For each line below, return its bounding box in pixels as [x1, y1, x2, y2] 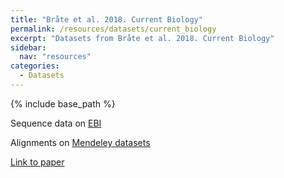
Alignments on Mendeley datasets [10, 136, 151, 148]
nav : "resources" [19, 52, 92, 62]
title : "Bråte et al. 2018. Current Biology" [10, 14, 203, 25]
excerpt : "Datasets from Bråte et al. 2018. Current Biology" [10, 33, 275, 43]
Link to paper [10, 156, 65, 168]
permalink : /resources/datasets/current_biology [10, 24, 217, 34]
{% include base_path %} [10, 97, 116, 110]
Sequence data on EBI [10, 117, 102, 129]
